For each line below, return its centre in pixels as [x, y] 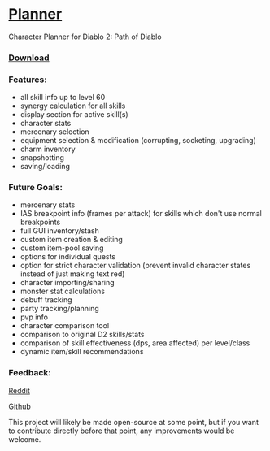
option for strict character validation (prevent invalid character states [135, 266]
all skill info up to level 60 [63, 98]
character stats [46, 124]
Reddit [20, 390]
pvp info [34, 317]
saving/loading [45, 167]
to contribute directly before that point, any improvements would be [122, 431]
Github [20, 406]
